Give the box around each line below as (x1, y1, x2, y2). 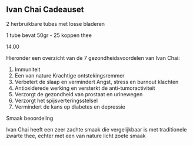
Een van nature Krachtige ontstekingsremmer (14, 72, 125, 79)
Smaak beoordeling (6, 114, 54, 122)
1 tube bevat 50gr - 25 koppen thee (6, 32, 92, 39)
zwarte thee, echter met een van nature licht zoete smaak (6, 132, 146, 139)
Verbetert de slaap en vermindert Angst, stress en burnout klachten (14, 78, 179, 85)
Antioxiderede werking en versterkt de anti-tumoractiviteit (14, 85, 155, 92)
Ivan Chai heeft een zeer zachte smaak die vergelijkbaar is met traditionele (6, 126, 187, 133)
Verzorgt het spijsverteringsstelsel (14, 97, 98, 104)
